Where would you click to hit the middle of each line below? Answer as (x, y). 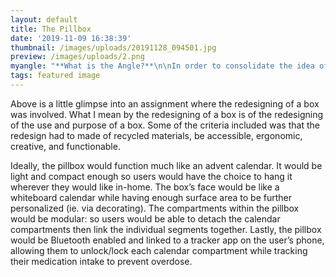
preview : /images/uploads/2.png (77, 57)
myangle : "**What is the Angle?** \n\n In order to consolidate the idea (162, 66)
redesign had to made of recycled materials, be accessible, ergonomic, (156, 135)
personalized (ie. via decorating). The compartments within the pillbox (155, 208)
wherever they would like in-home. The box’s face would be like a (145, 187)
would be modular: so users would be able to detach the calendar (145, 218)
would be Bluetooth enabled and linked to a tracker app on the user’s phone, (167, 240)
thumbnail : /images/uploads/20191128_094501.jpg (113, 47)
